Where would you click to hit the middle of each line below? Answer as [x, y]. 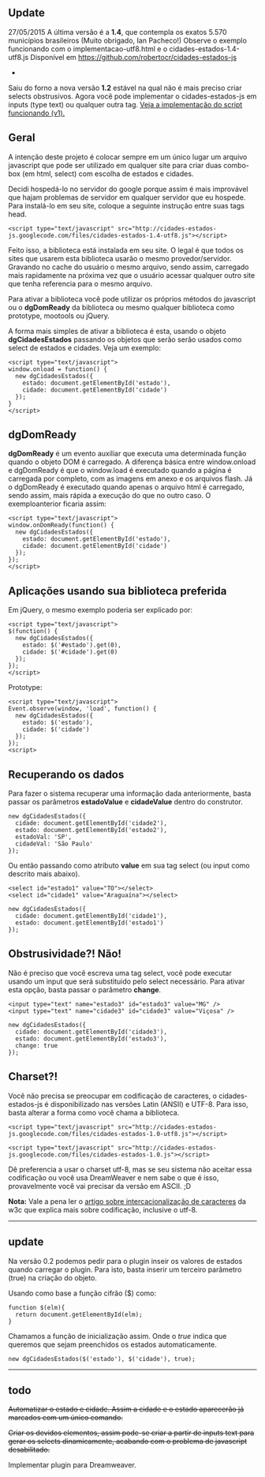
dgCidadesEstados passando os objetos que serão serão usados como [125, 339]
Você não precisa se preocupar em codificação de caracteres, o [112, 1096]
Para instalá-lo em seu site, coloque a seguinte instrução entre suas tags [126, 205]
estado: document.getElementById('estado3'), [91, 1038]
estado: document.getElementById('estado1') [90, 923]
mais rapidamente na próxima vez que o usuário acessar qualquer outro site [132, 275]
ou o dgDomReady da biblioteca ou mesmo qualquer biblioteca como [121, 307]
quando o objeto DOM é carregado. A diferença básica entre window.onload [132, 462]
